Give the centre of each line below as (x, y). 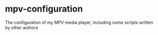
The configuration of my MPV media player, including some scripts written (79, 22)
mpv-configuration (44, 9)
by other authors (22, 27)
